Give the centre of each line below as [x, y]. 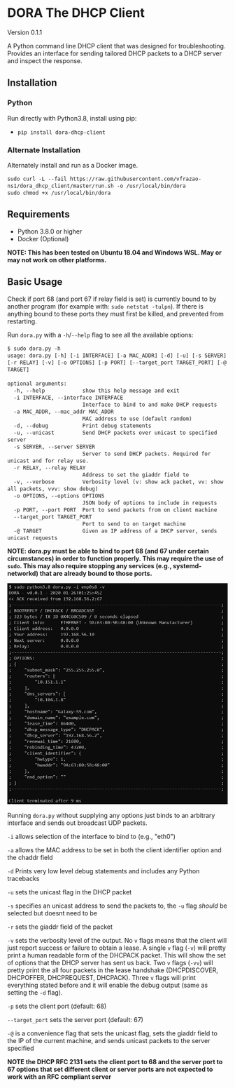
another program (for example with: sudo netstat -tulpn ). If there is [106, 306]
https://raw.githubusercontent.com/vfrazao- [135, 179]
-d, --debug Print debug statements [83, 426]
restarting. [22, 321]
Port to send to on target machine [134, 524]
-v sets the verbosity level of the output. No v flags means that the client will [117, 940]
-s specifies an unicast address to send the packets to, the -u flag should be [117, 906]
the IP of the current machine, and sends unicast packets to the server [109, 1040]
